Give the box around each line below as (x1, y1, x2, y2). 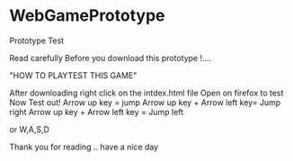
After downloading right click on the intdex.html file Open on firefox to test (9, 87, 284, 98)
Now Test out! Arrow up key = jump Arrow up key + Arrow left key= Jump (9, 96, 281, 108)
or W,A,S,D (9, 123, 49, 135)
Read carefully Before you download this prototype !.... (9, 52, 212, 63)
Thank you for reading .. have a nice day (9, 141, 159, 152)
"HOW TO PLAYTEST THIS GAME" (9, 69, 138, 81)
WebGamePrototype (9, 5, 165, 26)
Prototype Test (9, 35, 65, 46)
